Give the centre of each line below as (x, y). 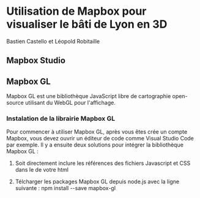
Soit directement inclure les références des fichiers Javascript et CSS (103, 163)
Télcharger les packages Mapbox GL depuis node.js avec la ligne (97, 181)
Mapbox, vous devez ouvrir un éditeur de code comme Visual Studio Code (100, 139)
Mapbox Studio (36, 60)
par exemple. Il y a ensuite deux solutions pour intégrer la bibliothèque (95, 145)
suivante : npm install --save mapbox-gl (65, 188)
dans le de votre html (42, 170)
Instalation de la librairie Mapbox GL (61, 119)
